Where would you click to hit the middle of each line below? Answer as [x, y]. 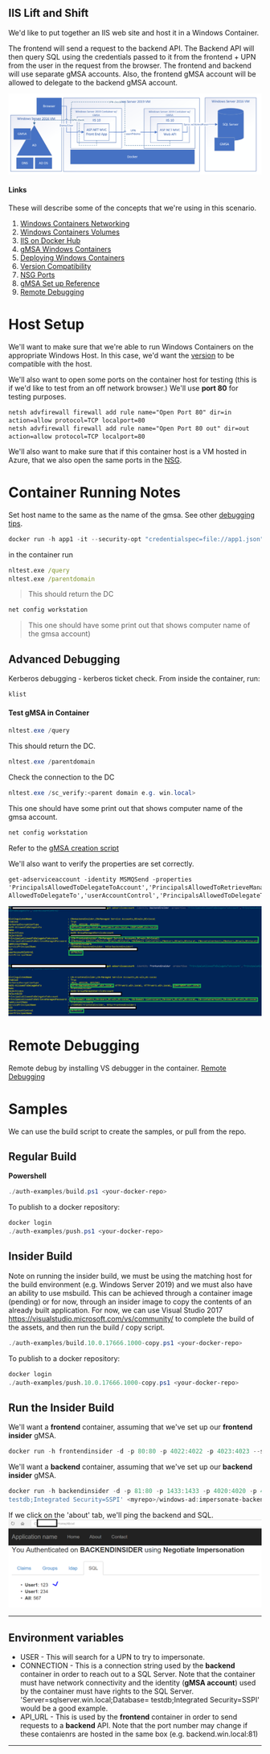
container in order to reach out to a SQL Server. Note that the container [137, 1674]
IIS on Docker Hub [50, 240]
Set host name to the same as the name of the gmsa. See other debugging [132, 515]
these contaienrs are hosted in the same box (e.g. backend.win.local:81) [139, 1734]
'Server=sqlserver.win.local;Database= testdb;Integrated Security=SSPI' [139, 1700]
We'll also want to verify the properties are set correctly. [101, 863]
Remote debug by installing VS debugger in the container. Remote [117, 1068]
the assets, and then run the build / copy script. [87, 1327]
